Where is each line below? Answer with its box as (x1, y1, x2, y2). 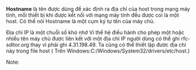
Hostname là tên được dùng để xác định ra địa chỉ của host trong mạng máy (6, 6, 190, 12)
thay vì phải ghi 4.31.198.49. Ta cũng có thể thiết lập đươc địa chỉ (30, 41, 186, 48)
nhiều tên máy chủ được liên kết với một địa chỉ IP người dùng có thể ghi (6, 35, 180, 42)
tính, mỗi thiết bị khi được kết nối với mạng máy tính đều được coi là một (6, 12, 180, 19)
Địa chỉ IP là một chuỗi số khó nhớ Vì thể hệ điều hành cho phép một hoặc (6, 29, 184, 36)
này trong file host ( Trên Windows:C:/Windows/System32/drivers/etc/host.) (6, 47, 190, 54)
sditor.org (6, 41, 29, 48)
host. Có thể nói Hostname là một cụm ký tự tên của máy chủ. (6, 18, 155, 24)
